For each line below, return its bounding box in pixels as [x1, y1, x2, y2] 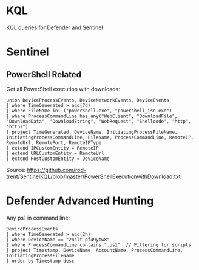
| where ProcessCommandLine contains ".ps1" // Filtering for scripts [6, 241, 191, 248]
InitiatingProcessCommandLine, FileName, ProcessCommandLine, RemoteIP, [6, 134, 194, 140]
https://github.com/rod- [27, 166, 87, 173]
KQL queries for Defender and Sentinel [6, 24, 103, 31]
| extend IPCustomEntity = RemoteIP [6, 145, 99, 151]
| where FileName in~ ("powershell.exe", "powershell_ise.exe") [6, 108, 172, 114]
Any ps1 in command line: [6, 214, 70, 221]
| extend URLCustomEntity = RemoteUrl [6, 150, 104, 156]
